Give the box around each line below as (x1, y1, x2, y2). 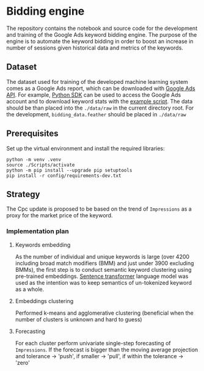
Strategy (6, 189, 40, 200)
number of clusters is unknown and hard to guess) (15, 315, 142, 323)
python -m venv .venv (6, 156, 62, 163)
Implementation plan (6, 227, 69, 236)
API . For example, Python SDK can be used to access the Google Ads (6, 91, 181, 99)
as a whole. (15, 285, 45, 293)
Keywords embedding (15, 241, 71, 249)
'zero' (15, 359, 31, 366)
